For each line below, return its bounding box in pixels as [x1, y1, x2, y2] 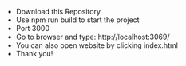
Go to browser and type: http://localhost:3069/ [15, 32, 170, 41]
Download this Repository [15, 7, 101, 16]
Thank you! [15, 49, 53, 58]
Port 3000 [15, 24, 50, 33]
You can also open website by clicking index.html [15, 41, 178, 50]
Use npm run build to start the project [15, 15, 140, 25]
